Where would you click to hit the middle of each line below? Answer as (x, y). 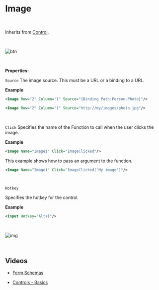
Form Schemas (28, 273)
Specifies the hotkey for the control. (42, 197)
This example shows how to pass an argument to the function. (69, 161)
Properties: (17, 71)
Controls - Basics (30, 283)
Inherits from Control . (27, 32)
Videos (16, 261)
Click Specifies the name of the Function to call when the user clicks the (79, 127)
